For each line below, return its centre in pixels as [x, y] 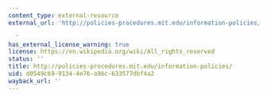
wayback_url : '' [35, 81]
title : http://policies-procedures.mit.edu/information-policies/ [120, 67]
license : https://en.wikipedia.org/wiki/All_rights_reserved [112, 52]
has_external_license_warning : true [69, 44]
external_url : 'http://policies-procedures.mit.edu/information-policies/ [135, 23]
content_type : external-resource [64, 15]
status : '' [26, 59]
